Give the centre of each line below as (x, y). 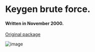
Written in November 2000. (34, 23)
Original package (23, 34)
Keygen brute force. (48, 9)
